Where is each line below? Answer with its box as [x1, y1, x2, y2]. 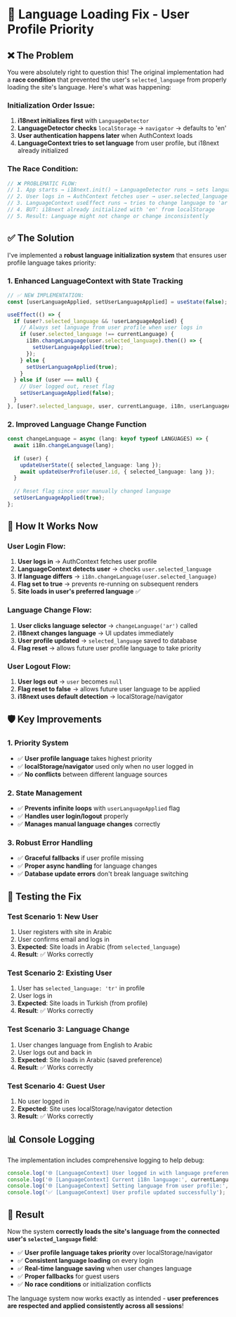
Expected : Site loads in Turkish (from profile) [17, 999, 148, 1007]
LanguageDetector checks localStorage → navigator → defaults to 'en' [17, 124, 227, 132]
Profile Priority [7, 21, 95, 37]
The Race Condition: [7, 164, 79, 174]
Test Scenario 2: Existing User [7, 968, 112, 978]
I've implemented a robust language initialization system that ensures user [7, 251, 227, 259]
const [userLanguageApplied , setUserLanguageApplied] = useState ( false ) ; [7, 298, 228, 305]
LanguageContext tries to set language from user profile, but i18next [17, 139, 219, 147]
